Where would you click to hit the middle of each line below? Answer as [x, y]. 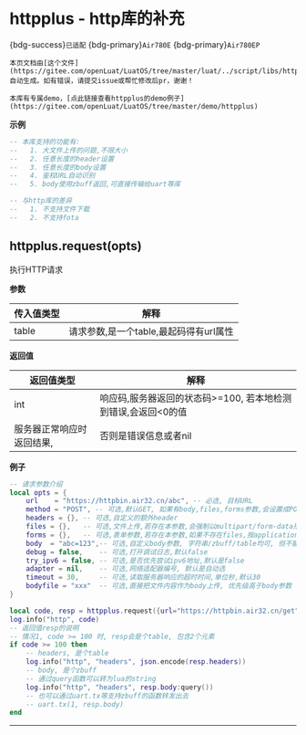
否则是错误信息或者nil [146, 436]
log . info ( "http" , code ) [55, 619]
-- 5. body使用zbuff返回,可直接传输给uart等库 [95, 184]
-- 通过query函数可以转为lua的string [91, 678]
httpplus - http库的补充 [97, 19]
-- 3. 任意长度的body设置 [58, 167]
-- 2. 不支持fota [44, 217]
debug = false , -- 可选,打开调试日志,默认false [117, 552]
